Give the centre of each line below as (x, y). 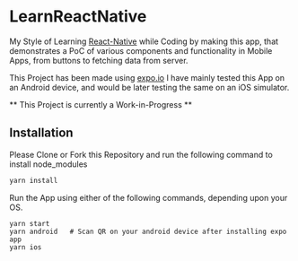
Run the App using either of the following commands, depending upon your (149, 197)
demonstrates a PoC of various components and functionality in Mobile (141, 50)
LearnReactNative (78, 17)
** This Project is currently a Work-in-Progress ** (101, 104)
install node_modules (48, 164)
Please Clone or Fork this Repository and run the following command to (141, 154)
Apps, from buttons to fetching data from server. (99, 60)
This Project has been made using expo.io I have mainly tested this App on (147, 77)
